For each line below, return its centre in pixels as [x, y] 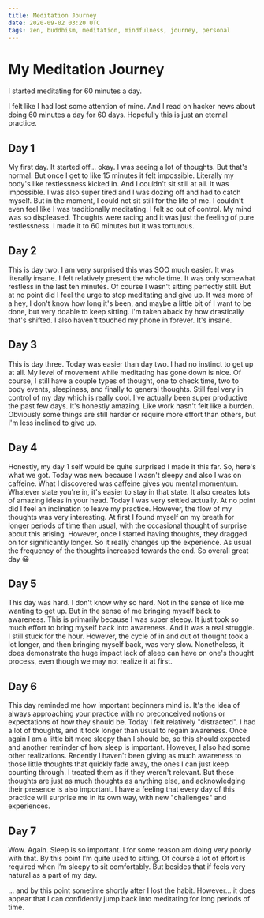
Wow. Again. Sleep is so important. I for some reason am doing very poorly [130, 850]
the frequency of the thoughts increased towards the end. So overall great [128, 551]
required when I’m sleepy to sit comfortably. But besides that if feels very [127, 867]
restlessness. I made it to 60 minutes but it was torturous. [101, 226]
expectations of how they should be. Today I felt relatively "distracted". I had [132, 722]
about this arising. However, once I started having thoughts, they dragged [128, 533]
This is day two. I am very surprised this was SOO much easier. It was [121, 269]
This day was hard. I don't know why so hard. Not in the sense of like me [126, 603]
